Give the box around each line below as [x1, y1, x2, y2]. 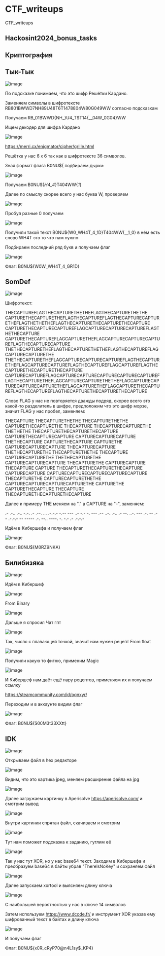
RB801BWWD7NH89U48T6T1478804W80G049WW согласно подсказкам [5, 105, 158, 111]
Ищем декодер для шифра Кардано [5, 124, 80, 130]
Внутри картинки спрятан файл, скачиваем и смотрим [5, 820, 121, 826]
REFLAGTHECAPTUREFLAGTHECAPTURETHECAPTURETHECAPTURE [5, 388, 148, 394]
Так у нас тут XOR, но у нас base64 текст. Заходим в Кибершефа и [5, 858, 145, 864]
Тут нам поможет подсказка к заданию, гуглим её [5, 839, 111, 845]
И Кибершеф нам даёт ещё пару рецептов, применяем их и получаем [5, 677, 153, 683]
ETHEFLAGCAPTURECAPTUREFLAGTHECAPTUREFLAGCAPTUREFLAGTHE [5, 362, 159, 368]
